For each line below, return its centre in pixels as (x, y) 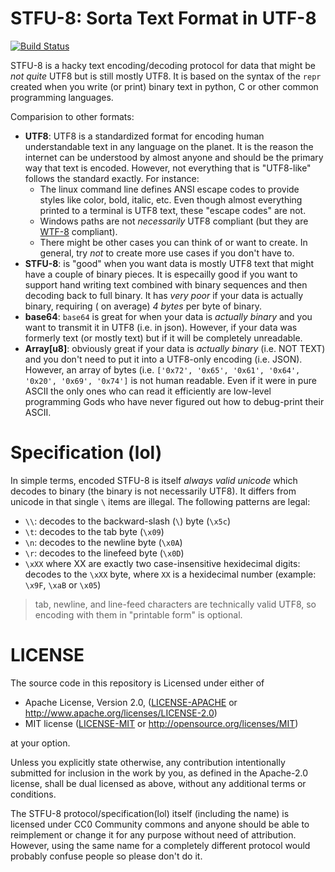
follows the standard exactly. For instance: (112, 178)
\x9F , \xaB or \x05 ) (63, 584)
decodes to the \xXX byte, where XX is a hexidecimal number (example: (170, 574)
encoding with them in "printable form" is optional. (138, 614)
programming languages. (62, 97)
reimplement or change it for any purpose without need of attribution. (153, 834)
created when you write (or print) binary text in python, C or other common (164, 86)
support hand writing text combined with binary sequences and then (166, 284)
